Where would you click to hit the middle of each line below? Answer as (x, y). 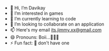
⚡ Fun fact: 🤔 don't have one (40, 43)
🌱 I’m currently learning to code (43, 19)
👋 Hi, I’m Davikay (28, 8)
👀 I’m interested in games (37, 13)
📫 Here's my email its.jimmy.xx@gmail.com (56, 30)
